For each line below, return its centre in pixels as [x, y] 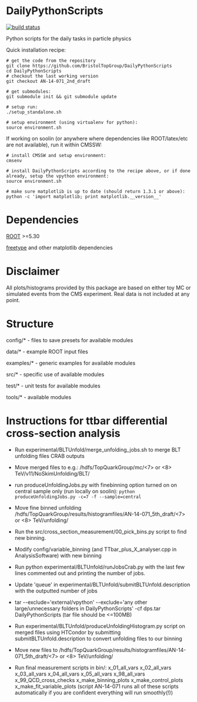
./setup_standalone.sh [34, 112]
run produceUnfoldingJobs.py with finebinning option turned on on [96, 485]
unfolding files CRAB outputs [50, 456]
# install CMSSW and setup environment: [56, 155]
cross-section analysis [63, 433]
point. [13, 300]
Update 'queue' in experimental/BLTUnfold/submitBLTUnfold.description [102, 584]
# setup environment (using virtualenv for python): [72, 122]
